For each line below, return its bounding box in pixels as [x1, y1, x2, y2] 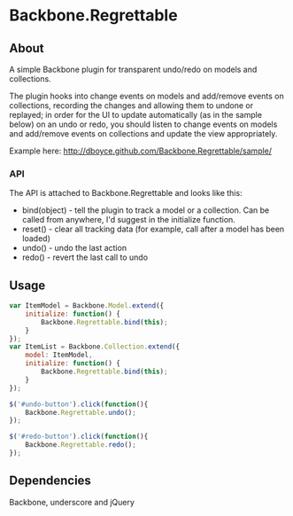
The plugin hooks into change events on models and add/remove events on [9, 90, 285, 101]
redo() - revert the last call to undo [21, 252, 149, 262]
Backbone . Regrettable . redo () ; [25, 441, 137, 450]
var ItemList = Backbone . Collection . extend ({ [9, 342, 180, 351]
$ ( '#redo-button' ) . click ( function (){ [9, 432, 149, 442]
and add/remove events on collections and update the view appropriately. [9, 129, 278, 138]
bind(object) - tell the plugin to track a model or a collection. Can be [21, 205, 270, 215]
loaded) [21, 233, 50, 244]
